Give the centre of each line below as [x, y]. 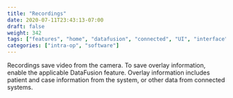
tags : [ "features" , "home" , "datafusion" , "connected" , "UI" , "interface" [118, 39]
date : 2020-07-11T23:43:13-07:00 [55, 20]
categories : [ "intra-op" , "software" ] [63, 46]
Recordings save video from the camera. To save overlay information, [106, 65]
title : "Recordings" [37, 13]
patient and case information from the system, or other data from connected [116, 80]
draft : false [26, 26]
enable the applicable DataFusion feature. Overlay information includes [109, 72]
